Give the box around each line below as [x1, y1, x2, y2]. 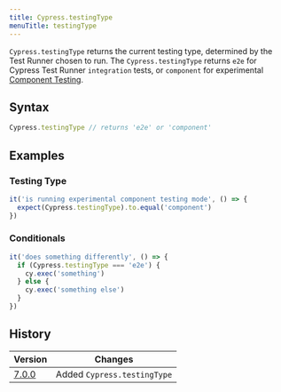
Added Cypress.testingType [56, 368, 173, 380]
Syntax [9, 100, 50, 115]
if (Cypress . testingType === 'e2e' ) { [17, 260, 161, 269]
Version [13, 353, 48, 365]
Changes [94, 353, 134, 365]
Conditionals [9, 232, 66, 244]
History [9, 326, 51, 342]
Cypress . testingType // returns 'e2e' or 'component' [9, 124, 213, 132]
